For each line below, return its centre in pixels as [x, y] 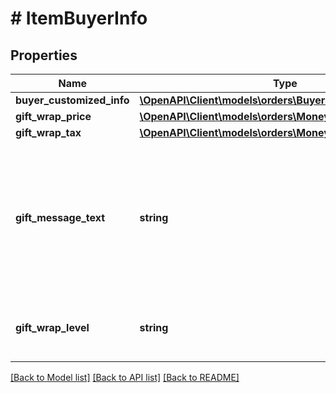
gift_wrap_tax [48, 132]
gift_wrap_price [53, 116]
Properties [44, 55]
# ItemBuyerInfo [79, 18]
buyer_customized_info [72, 100]
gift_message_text [60, 217]
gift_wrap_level [52, 327]
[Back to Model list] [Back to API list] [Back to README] [125, 377]
